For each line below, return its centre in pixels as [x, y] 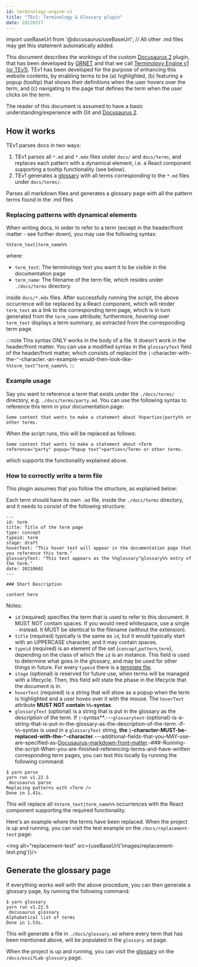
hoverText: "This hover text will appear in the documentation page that [99, 548]
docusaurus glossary [34, 912]
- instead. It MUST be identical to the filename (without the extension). [100, 629]
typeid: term [22, 538]
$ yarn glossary [26, 902]
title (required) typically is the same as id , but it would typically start [100, 636]
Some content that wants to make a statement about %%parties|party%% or [99, 417]
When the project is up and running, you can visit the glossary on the [90, 951]
